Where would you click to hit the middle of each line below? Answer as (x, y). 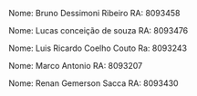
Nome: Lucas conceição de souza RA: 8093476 (98, 30)
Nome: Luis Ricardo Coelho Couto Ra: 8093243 (98, 48)
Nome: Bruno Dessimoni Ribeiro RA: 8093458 (94, 13)
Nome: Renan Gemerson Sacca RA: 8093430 (93, 83)
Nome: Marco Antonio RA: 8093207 (76, 66)
